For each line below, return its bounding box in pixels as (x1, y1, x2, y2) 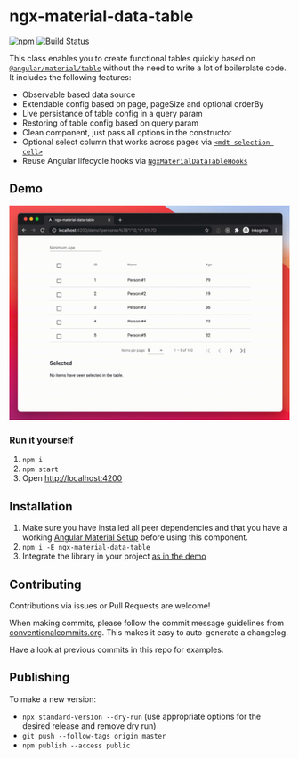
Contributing (9, 576, 82, 592)
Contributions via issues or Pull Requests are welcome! (9, 600, 211, 611)
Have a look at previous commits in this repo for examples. (9, 644, 224, 656)
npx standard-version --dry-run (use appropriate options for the (21, 711, 261, 722)
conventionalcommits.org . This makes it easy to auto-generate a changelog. (9, 627, 289, 638)
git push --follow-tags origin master (21, 731, 166, 740)
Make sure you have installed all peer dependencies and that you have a (21, 523, 287, 534)
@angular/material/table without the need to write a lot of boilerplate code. (9, 62, 287, 73)
